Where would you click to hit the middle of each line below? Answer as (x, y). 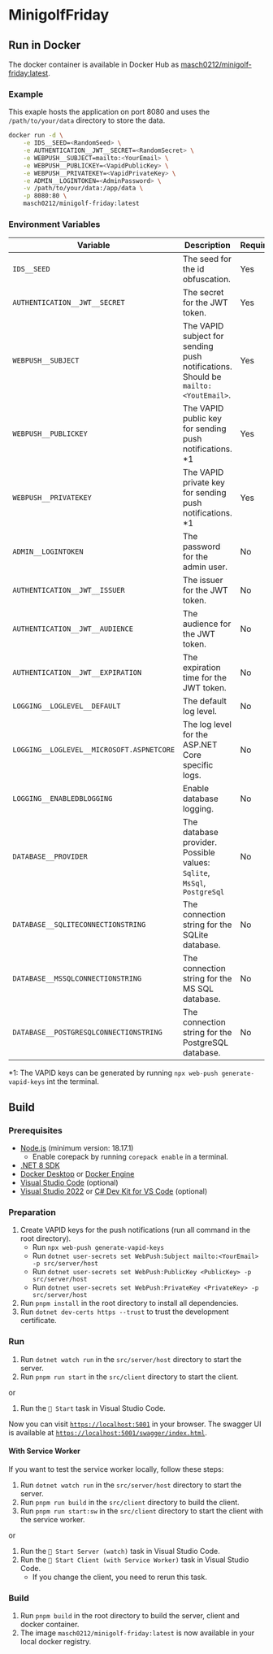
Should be (202, 377)
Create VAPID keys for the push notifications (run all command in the (135, 1230)
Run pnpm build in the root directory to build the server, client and (130, 1616)
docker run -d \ (36, 136)
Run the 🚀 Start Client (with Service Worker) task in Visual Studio (134, 1560)
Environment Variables (54, 224)
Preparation (32, 1212)
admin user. (205, 567)
